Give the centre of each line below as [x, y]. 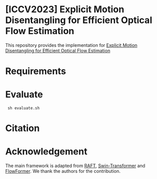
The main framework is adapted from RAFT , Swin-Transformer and [75, 166]
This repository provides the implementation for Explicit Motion [71, 45]
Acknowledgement [46, 152]
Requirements [36, 71]
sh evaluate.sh [23, 108]
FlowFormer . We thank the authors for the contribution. [63, 171]
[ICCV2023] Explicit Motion [65, 9]
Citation [22, 128]
